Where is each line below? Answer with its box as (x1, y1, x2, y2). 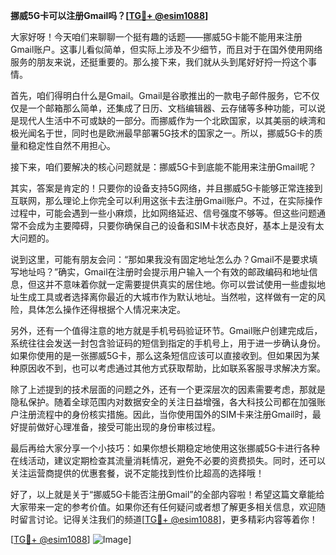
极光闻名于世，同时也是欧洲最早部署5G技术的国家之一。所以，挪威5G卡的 (10, 127, 315, 139)
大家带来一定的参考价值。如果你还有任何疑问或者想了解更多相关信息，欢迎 (10, 501, 317, 513)
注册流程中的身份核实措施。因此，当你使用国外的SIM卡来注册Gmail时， (18, 409, 313, 420)
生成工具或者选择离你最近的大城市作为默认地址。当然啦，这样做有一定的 (18, 291, 317, 303)
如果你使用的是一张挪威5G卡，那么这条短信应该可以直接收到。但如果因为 (10, 350, 312, 361)
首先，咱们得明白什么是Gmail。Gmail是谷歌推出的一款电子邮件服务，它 (10, 90, 303, 101)
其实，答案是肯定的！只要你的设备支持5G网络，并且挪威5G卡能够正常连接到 (10, 182, 323, 194)
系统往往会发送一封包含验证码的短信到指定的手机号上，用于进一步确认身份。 (10, 337, 326, 349)
